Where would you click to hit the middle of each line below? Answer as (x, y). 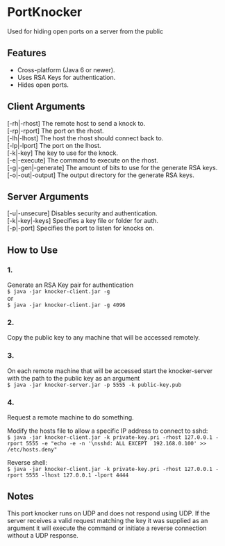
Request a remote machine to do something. (70, 417)
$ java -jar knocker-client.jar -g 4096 (67, 305)
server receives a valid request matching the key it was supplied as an (108, 520)
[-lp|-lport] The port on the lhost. (55, 145)
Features (27, 53)
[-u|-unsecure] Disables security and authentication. (82, 213)
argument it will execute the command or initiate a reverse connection (107, 528)
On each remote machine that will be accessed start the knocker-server (110, 371)
